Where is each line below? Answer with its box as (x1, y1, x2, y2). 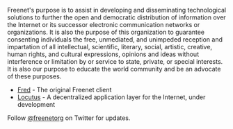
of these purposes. (7, 72, 62, 80)
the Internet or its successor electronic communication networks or (7, 21, 200, 28)
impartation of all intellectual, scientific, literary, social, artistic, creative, (7, 43, 213, 51)
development (17, 101, 56, 108)
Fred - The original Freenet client (17, 86, 112, 94)
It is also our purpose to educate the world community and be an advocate (7, 65, 221, 73)
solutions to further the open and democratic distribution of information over (7, 13, 226, 21)
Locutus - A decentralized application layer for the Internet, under (17, 93, 206, 101)
